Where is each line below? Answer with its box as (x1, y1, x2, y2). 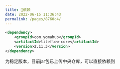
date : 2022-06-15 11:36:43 (5, 12, 61, 17)
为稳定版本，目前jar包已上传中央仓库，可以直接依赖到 (5, 58, 116, 64)
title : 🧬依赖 (5, 7, 31, 12)
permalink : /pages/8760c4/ (5, 16, 61, 21)
